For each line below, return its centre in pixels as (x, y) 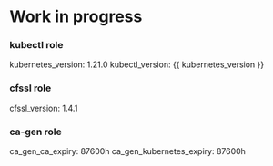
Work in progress (76, 17)
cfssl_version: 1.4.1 (44, 108)
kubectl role (36, 45)
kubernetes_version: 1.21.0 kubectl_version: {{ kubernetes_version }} (137, 64)
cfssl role (30, 88)
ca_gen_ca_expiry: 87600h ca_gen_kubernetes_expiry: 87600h (127, 151)
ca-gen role (35, 132)
